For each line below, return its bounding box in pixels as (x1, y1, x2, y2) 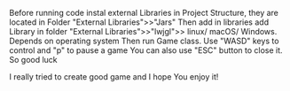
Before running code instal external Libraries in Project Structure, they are (9, 8, 279, 18)
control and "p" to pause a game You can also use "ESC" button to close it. (9, 45, 283, 56)
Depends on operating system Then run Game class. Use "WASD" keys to (9, 35, 279, 46)
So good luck (9, 55, 58, 64)
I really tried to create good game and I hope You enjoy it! (9, 72, 219, 82)
